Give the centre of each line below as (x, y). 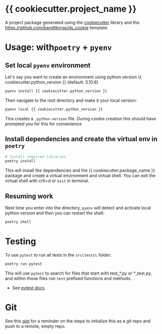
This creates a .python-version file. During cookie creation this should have (81, 118)
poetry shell (18, 222)
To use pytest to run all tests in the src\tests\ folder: (58, 255)
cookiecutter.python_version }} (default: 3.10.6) (52, 82)
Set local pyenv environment (48, 65)
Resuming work (29, 196)
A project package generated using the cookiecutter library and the (72, 22)
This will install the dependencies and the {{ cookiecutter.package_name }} (80, 170)
